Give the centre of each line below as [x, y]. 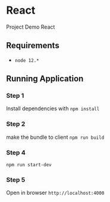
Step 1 [15, 96]
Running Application [45, 79]
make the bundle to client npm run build [55, 137]
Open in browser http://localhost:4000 [55, 193]
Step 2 [16, 124]
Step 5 [16, 179]
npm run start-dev [29, 165]
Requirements [33, 46]
